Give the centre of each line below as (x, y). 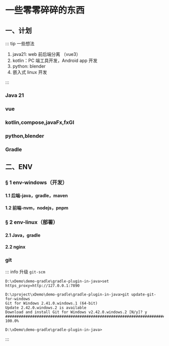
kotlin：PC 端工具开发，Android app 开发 (55, 60)
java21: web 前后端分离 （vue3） (47, 54)
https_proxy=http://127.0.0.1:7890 (43, 286)
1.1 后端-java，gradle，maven (36, 195)
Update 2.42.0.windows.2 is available (46, 308)
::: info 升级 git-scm (25, 271)
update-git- (144, 294)
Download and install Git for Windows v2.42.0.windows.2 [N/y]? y (76, 312)
